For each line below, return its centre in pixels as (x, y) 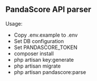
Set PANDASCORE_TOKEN (46, 47)
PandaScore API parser (48, 10)
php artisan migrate (37, 66)
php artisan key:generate (44, 59)
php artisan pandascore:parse (50, 72)
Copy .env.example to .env (46, 35)
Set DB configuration (39, 41)
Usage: (14, 23)
